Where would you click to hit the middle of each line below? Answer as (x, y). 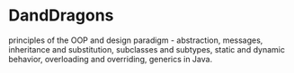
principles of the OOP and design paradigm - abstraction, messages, (136, 40)
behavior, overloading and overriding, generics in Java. (111, 59)
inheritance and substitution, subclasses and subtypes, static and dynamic (147, 49)
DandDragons (61, 16)
